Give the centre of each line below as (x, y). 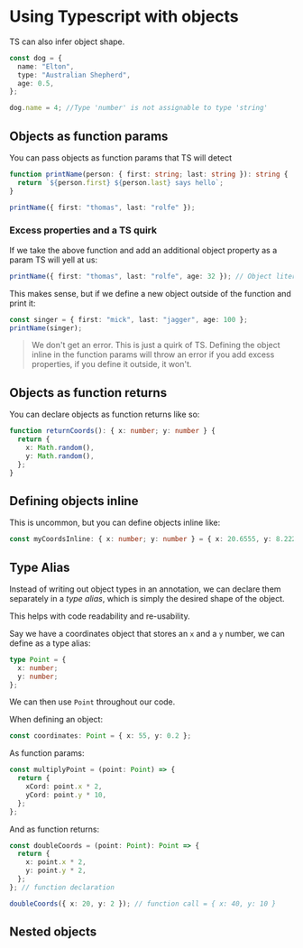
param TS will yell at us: (53, 260)
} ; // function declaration (62, 887)
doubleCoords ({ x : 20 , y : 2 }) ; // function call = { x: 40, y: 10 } (143, 904)
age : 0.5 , (36, 83)
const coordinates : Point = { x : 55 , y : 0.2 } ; (101, 736)
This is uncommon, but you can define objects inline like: (115, 523)
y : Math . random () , (60, 456)
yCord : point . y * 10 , (66, 795)
